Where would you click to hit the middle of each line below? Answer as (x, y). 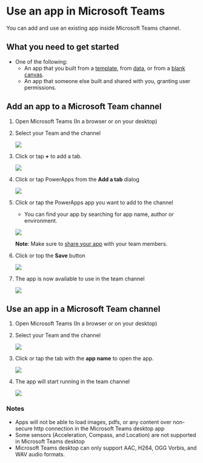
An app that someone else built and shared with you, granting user (107, 81)
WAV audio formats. (40, 454)
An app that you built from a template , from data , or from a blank (105, 68)
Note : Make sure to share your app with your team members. (91, 243)
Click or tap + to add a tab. (48, 156)
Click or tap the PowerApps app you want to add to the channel (94, 202)
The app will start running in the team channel (72, 382)
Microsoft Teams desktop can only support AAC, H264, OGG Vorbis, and (106, 448)
